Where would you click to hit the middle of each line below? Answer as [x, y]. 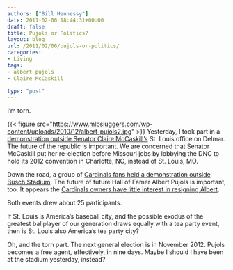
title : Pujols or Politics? [48, 33]
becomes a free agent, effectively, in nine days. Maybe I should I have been [115, 252]
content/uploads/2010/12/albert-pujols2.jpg [70, 132]
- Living [20, 59]
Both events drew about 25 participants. [65, 203]
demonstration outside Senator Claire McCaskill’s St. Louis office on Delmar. [116, 139]
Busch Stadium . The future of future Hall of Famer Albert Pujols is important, [116, 182]
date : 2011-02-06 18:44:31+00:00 [56, 20]
